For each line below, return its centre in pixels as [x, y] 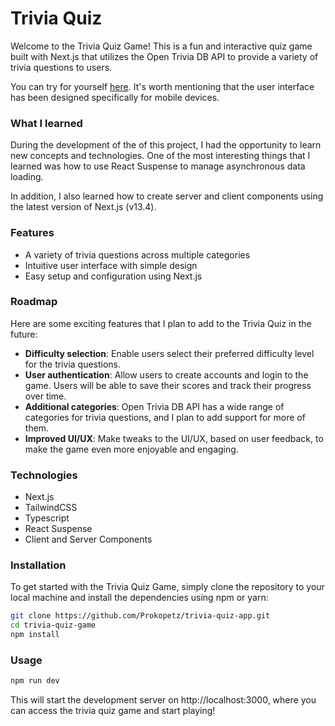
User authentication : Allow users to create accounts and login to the [166, 374]
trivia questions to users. [61, 67]
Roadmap [34, 302]
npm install [35, 635]
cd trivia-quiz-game [53, 625]
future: [24, 334]
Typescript [47, 518]
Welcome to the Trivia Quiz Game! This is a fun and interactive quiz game [161, 46]
